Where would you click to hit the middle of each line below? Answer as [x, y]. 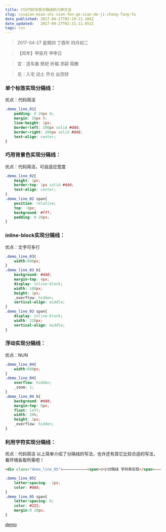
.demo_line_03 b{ [23, 270]
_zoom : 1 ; [24, 387]
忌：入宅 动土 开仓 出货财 [43, 74]
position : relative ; [35, 203]
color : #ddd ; [27, 487]
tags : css [15, 28]
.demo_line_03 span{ [26, 311]
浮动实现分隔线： [25, 343]
